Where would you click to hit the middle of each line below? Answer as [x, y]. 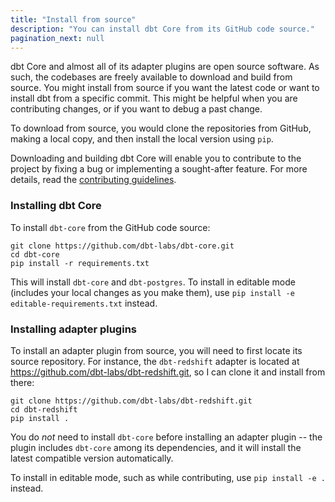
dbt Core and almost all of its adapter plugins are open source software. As [165, 67]
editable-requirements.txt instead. [84, 303]
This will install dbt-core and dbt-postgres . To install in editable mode [153, 282]
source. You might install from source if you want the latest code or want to [165, 88]
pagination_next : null [57, 38]
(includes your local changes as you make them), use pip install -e [152, 292]
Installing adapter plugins [73, 329]
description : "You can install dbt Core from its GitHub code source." [162, 29]
